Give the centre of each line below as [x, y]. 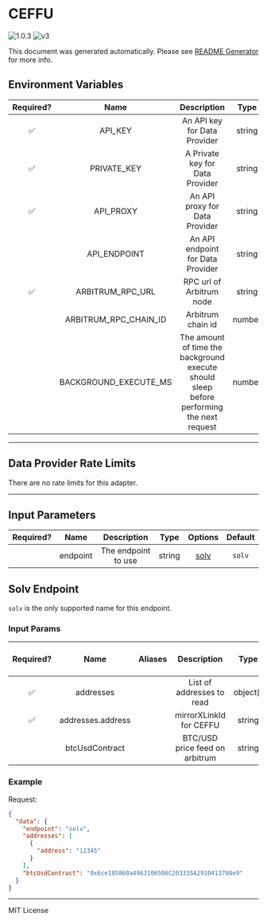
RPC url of [202, 282]
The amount [202, 337]
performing [203, 406]
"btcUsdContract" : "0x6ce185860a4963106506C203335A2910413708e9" [133, 873]
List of [200, 682]
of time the [202, 347]
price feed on [200, 748]
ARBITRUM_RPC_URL [116, 291]
